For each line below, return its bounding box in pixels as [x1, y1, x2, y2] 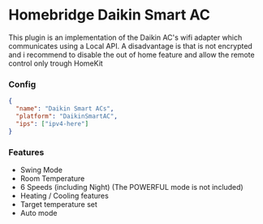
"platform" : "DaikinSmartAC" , [15, 112, 118, 120]
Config [8, 79, 37, 90]
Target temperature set [19, 199, 97, 209]
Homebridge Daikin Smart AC [8, 6, 211, 24]
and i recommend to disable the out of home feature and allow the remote [8, 50, 255, 59]
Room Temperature [19, 173, 85, 183]
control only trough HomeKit [8, 58, 103, 68]
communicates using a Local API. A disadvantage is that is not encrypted [8, 41, 253, 50]
